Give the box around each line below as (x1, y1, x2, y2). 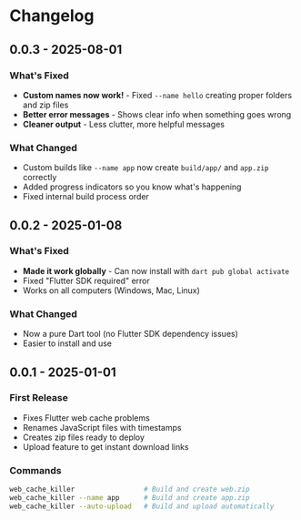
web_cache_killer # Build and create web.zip (9, 484, 250, 495)
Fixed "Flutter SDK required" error (22, 275, 150, 286)
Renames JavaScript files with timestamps (22, 422, 182, 433)
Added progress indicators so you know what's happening (22, 181, 242, 192)
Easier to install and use (22, 338, 112, 349)
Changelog (9, 5, 95, 26)
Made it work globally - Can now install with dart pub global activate (22, 265, 289, 276)
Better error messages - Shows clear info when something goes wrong (22, 108, 292, 119)
